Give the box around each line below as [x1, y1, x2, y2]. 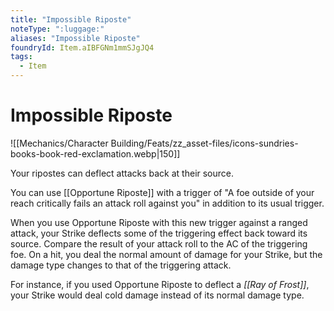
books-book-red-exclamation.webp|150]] [10, 147, 181, 160]
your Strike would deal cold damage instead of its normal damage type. [10, 289, 305, 301]
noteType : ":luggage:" [10, 24, 105, 34]
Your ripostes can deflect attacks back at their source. [10, 167, 235, 179]
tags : [10, 52, 33, 62]
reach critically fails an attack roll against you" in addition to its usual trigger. [10, 197, 325, 209]
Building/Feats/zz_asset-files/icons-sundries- [110, 137, 299, 149]
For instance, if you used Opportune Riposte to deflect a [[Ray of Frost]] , [10, 278, 310, 290]
